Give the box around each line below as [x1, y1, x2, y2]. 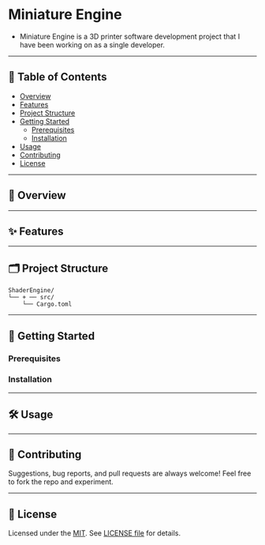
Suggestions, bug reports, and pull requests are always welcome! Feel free [8, 468, 252, 479]
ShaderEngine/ [8, 287, 55, 295]
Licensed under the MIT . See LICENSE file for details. [8, 528, 181, 538]
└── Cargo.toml [22, 300, 73, 309]
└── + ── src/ [8, 294, 55, 302]
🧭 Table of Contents [8, 70, 107, 84]
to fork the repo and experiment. [8, 477, 114, 487]
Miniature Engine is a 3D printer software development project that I [19, 32, 241, 41]
